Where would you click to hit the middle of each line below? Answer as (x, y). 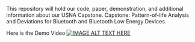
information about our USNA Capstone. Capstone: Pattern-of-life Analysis (98, 15)
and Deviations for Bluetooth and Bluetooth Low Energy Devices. (86, 21)
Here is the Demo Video (36, 33)
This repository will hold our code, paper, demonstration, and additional (95, 9)
